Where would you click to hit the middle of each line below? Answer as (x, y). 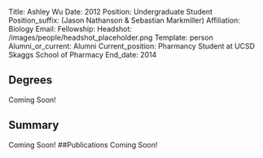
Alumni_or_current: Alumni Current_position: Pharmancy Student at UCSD (131, 46)
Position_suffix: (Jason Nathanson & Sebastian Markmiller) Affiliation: (124, 20)
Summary (34, 125)
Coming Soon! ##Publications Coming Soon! (83, 144)
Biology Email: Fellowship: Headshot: (70, 29)
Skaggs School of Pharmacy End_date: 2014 (83, 55)
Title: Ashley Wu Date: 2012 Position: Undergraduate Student (111, 12)
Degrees (31, 80)
